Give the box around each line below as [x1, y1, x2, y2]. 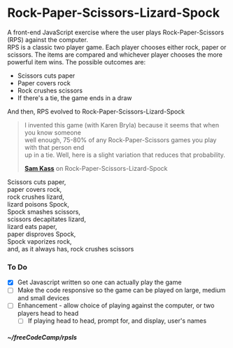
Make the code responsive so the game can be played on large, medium [17, 286, 226, 295]
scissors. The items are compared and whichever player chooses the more [7, 50, 223, 59]
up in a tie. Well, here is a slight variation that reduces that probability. [24, 151, 226, 159]
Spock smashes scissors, [7, 207, 80, 216]
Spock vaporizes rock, [7, 237, 72, 246]
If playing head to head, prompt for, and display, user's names [27, 316, 207, 325]
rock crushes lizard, [7, 193, 64, 201]
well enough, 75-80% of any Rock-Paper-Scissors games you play [24, 135, 217, 144]
